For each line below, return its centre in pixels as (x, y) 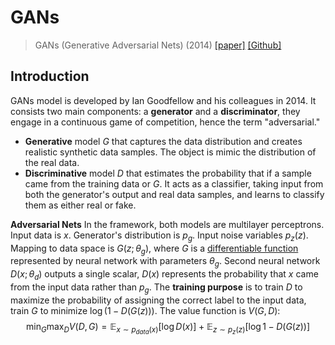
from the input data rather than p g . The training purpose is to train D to (156, 288)
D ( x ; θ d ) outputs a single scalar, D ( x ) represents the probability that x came (164, 275)
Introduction (50, 76)
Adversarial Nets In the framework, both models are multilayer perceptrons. (167, 224)
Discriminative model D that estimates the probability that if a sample (168, 173)
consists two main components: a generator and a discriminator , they (155, 111)
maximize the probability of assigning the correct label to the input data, (158, 300)
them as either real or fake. (80, 205)
